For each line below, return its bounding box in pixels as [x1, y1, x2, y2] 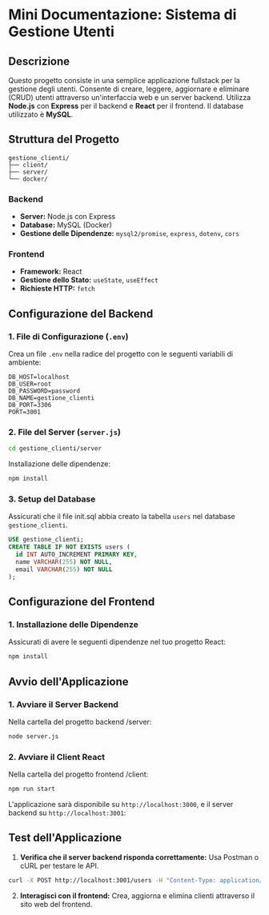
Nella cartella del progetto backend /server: [8, 717, 152, 726]
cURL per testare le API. [19, 861, 99, 870]
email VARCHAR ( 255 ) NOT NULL [15, 565, 113, 573]
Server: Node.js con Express [19, 212, 116, 222]
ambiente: [8, 358, 42, 367]
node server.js [8, 732, 59, 741]
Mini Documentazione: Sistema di [8, 6, 237, 24]
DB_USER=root [8, 380, 52, 389]
